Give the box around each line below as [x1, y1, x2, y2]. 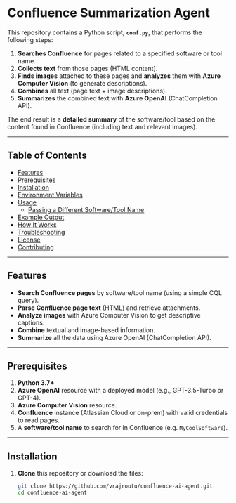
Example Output [17, 213, 65, 221]
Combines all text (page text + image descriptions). [17, 86, 167, 95]
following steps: [7, 35, 53, 44]
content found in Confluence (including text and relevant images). [7, 122, 198, 131]
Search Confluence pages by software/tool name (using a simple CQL [17, 288, 223, 296]
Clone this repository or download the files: [17, 469, 144, 478]
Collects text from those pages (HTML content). [17, 64, 158, 72]
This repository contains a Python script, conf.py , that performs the [7, 28, 202, 37]
